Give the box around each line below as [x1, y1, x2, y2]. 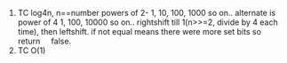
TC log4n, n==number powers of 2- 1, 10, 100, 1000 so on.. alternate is [17, 8, 276, 18]
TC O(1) [17, 45, 46, 56]
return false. [17, 35, 72, 46]
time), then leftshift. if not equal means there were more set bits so [17, 27, 262, 36]
